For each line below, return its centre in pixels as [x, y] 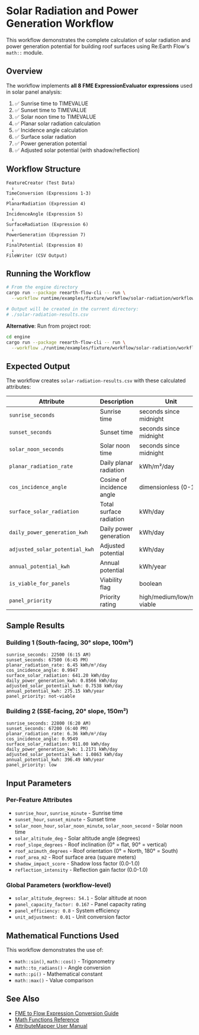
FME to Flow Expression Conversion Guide [67, 1013]
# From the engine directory [42, 287]
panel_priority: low [32, 765]
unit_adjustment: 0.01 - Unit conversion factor [72, 917]
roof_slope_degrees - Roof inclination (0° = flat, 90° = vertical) [91, 844]
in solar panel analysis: [34, 92]
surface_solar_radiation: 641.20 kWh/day [58, 675]
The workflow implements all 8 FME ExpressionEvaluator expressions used [99, 85]
